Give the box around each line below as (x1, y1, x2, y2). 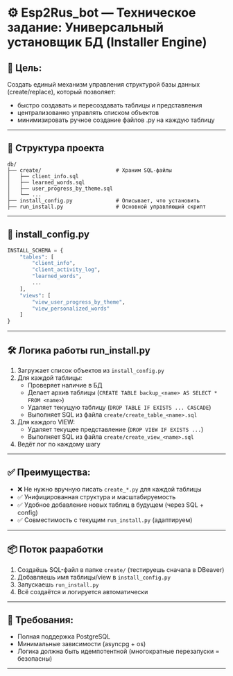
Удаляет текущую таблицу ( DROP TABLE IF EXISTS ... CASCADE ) (27, 403, 212, 411)
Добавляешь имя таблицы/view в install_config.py (17, 573, 171, 581)
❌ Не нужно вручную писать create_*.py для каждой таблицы (17, 485, 202, 493)
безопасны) (17, 655, 53, 663)
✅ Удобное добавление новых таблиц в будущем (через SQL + (17, 501, 205, 509)
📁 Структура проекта (7, 142, 105, 154)
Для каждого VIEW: (17, 417, 75, 426)
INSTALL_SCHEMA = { (7, 247, 64, 254)
